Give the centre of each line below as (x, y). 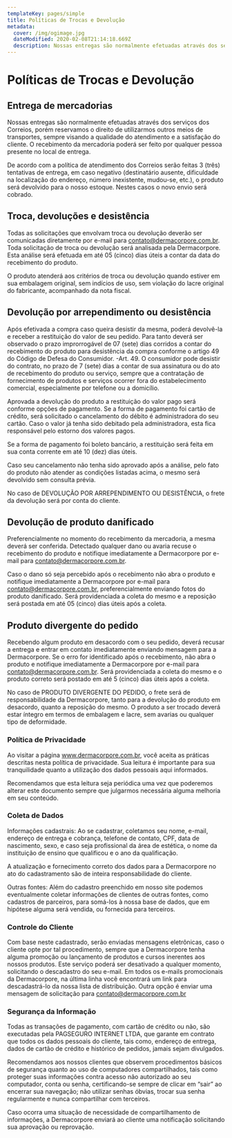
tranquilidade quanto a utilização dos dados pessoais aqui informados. (108, 770)
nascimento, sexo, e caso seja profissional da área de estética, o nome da (112, 845)
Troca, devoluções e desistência (78, 216)
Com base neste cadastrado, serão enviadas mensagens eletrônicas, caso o (116, 942)
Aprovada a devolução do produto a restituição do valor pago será (101, 401)
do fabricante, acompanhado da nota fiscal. (69, 290)
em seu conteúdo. (33, 798)
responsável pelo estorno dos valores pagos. (71, 431)
